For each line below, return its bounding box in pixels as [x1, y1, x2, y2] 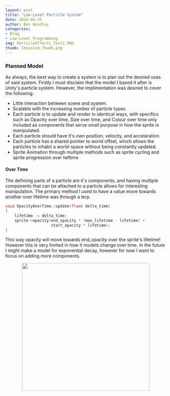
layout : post [5, 7, 33, 13]
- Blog [5, 31, 19, 36]
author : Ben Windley [5, 21, 50, 27]
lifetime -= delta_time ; [14, 213, 67, 218]
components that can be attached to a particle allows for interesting [5, 183, 148, 189]
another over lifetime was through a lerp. [5, 194, 91, 200]
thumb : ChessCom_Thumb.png [5, 45, 63, 51]
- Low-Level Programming [5, 36, 58, 41]
